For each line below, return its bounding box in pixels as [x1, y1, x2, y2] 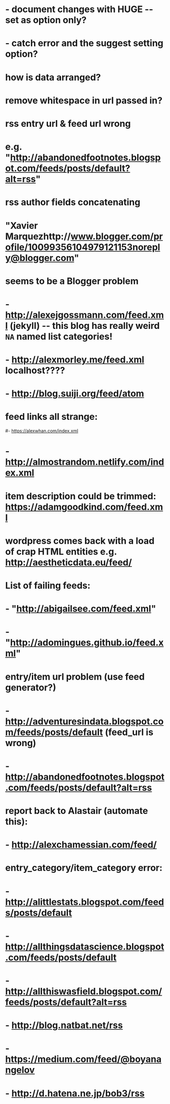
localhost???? [5, 365, 65, 376]
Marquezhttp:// [5, 231, 71, 242]
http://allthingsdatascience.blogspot [5, 941, 164, 952]
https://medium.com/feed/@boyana [5, 1053, 162, 1065]
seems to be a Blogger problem [5, 275, 139, 287]
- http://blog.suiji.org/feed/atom [5, 388, 144, 399]
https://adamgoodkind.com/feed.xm [5, 501, 163, 512]
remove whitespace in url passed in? [5, 95, 163, 106]
